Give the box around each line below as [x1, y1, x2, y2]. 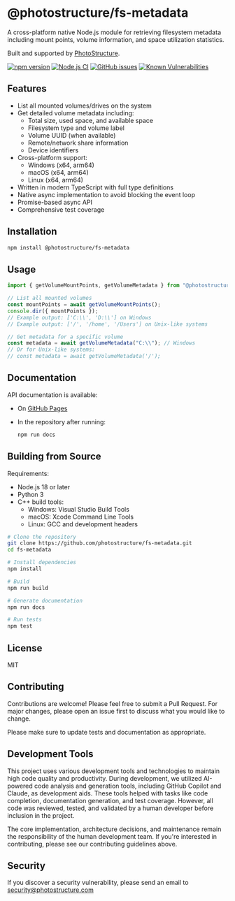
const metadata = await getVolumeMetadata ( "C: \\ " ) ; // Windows [7, 340, 196, 347]
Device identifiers [27, 145, 79, 154]
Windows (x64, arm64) [27, 161, 94, 169]
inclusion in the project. [7, 811, 75, 819]
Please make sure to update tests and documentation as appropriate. [7, 728, 206, 736]
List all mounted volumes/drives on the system [17, 101, 152, 110]
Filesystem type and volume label [27, 124, 124, 132]
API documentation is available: [7, 390, 98, 399]
